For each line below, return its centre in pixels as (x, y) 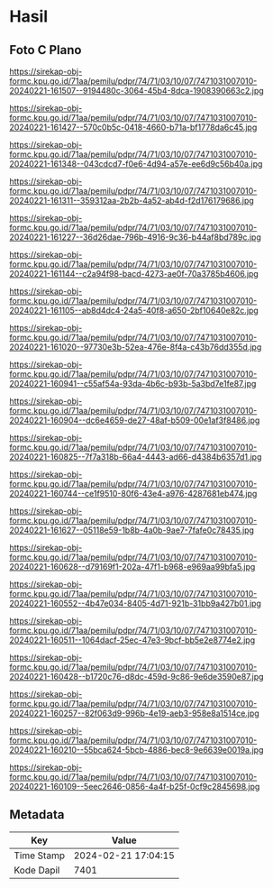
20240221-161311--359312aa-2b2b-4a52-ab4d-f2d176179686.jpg (132, 201)
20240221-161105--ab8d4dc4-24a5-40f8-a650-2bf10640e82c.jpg (134, 310)
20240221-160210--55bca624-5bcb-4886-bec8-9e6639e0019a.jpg (136, 750)
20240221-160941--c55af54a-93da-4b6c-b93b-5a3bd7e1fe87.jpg (133, 384)
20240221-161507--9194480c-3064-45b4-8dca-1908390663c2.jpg (136, 91)
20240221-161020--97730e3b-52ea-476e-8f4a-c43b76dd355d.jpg (136, 347)
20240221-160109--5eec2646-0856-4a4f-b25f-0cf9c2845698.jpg (135, 787)
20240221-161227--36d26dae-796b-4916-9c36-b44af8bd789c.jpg (135, 237)
